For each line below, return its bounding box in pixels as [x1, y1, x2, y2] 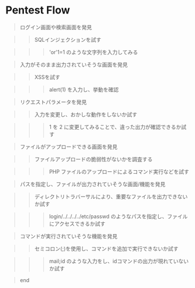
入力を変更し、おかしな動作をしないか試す [34, 111, 138, 118]
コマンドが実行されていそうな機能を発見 [19, 232, 118, 239]
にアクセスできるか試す [49, 220, 106, 227]
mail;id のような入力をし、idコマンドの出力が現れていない [49, 257, 189, 265]
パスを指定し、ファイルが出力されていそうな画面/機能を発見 [19, 180, 166, 188]
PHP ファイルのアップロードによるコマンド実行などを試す [49, 168, 190, 175]
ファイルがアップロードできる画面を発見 [19, 143, 118, 150]
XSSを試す [34, 73, 60, 80]
